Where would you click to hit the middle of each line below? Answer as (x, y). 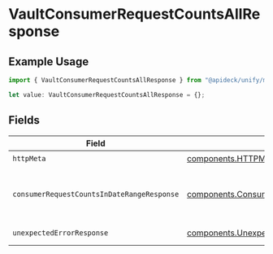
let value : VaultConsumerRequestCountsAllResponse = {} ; (107, 94)
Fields (24, 120)
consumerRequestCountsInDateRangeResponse (96, 194)
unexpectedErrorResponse (61, 232)
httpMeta (29, 159)
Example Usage (49, 61)
